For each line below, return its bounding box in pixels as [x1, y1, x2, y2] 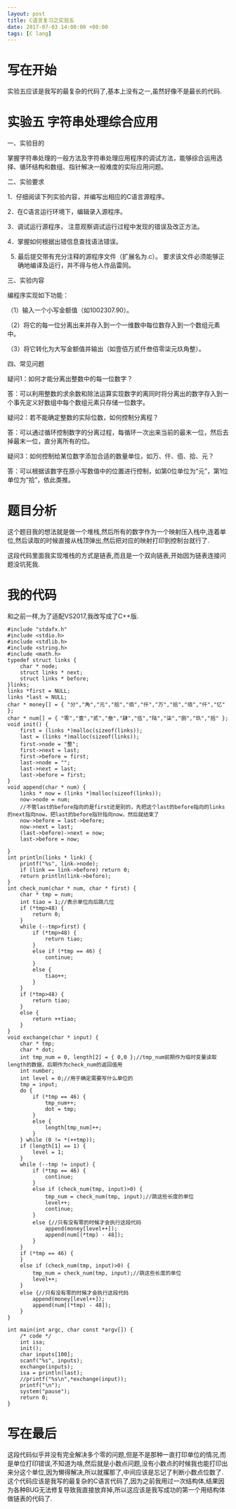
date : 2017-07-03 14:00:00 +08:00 [7, 23, 109, 30]
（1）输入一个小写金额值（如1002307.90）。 [7, 306, 133, 314]
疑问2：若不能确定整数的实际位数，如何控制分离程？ [7, 413, 159, 422]
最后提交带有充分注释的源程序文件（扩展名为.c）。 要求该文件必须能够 [17, 253, 219, 261]
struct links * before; [20, 675, 90, 682]
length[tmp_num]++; [44, 1124, 102, 1131]
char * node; [20, 663, 58, 670]
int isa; [20, 1339, 46, 1346]
